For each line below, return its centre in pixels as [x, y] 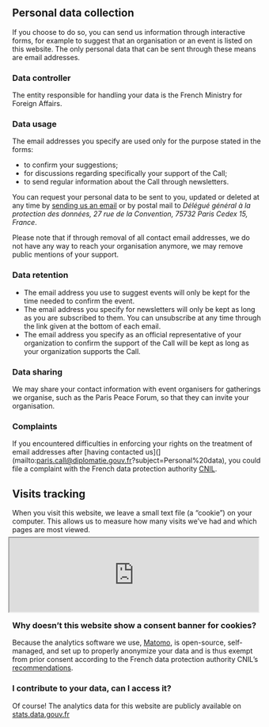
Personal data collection [73, 13]
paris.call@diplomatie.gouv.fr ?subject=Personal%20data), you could [149, 461]
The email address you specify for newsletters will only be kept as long [139, 309]
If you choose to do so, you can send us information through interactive [129, 32]
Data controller [42, 78]
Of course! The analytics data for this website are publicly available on [127, 706]
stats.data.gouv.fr [41, 714]
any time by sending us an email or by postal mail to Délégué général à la [131, 206]
